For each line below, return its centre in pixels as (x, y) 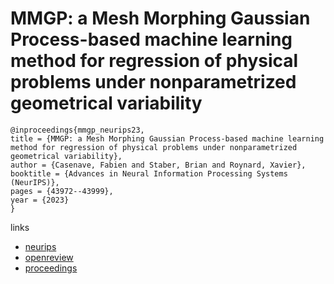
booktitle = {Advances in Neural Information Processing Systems (149, 173)
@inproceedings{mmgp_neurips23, (77, 130)
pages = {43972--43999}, (62, 191)
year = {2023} (40, 200)
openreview (49, 257)
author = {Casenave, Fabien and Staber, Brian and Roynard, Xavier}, (158, 165)
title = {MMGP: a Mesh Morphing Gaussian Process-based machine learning (167, 138)
